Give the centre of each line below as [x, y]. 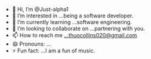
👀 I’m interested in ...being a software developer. [73, 16]
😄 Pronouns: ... [32, 44]
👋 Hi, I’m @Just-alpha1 [40, 9]
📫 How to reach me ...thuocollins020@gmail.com [75, 35]
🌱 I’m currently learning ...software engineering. [72, 22]
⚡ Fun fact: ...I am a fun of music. [54, 51]
